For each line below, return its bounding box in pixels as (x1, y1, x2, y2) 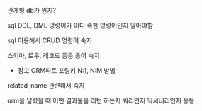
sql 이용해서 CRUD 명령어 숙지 (7, 36, 92, 45)
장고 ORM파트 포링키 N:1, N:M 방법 (17, 66, 116, 74)
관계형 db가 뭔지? (7, 6, 57, 14)
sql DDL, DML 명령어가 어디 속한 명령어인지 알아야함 (7, 21, 154, 30)
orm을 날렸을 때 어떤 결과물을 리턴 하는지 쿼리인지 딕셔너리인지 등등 (7, 96, 195, 105)
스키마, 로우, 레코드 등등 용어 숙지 (7, 52, 101, 59)
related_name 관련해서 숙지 (7, 81, 85, 90)
